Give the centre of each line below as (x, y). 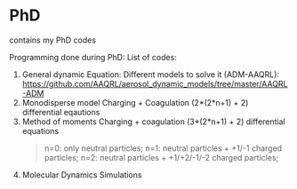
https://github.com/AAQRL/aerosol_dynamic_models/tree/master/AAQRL (155, 83)
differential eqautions (61, 112)
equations (40, 130)
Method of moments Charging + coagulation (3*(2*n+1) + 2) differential (154, 122)
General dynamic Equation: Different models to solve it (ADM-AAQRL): (151, 74)
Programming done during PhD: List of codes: (93, 57)
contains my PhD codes (52, 40)
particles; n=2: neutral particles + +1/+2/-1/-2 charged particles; (161, 157)
